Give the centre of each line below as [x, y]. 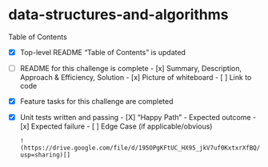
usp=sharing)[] [45, 155]
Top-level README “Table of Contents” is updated [103, 52]
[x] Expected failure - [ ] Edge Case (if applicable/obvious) [116, 126]
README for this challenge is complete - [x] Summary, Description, [131, 68]
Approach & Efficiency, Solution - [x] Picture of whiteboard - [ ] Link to [136, 78]
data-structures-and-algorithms [119, 15]
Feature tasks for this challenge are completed [96, 101]
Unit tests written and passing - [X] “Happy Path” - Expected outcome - [138, 117]
